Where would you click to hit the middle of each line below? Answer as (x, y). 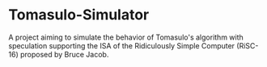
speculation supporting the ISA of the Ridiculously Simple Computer (122, 45)
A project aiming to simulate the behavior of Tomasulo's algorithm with (126, 37)
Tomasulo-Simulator (79, 15)
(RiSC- (248, 45)
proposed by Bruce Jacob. (64, 54)
